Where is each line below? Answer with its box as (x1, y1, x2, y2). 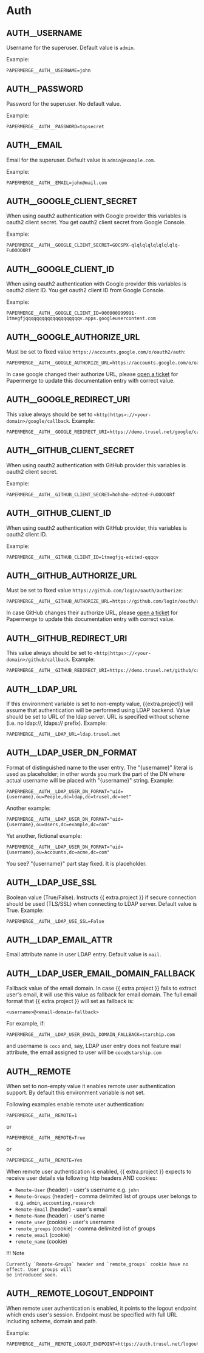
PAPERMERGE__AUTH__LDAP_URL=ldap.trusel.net (6, 731, 121, 737)
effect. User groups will (6, 1267, 72, 1273)
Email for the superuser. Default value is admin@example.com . (6, 156, 155, 163)
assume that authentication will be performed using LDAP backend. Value (6, 706, 191, 714)
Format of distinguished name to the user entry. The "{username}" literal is (6, 764, 193, 771)
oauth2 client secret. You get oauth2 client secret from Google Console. (6, 219, 186, 226)
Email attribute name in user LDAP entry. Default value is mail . (6, 951, 161, 958)
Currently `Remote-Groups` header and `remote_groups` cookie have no (6, 1261, 189, 1267)
